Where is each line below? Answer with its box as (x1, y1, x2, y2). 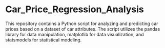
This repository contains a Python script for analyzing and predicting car (5, 20, 158, 27)
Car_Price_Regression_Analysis (5, 4, 145, 15)
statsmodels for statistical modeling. (5, 37, 82, 43)
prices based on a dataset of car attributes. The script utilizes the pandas (5, 26, 160, 32)
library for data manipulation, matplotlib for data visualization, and (5, 31, 145, 37)
